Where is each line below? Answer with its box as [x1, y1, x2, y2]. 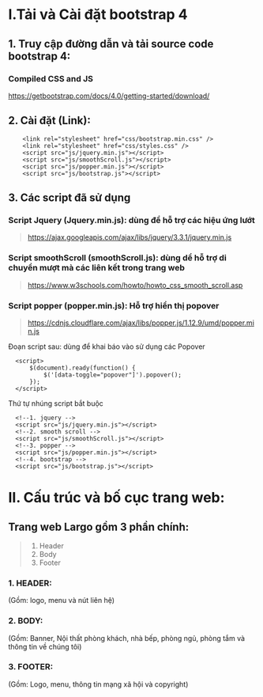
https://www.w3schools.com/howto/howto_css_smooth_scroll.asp [27, 280, 243, 290]
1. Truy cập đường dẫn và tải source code [8, 37, 214, 51]
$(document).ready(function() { [28, 364, 136, 372]
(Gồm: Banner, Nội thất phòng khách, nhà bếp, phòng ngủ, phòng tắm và [8, 633, 246, 642]
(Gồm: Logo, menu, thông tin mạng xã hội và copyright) [8, 679, 189, 689]
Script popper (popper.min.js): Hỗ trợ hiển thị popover [8, 300, 220, 311]
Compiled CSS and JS [8, 73, 93, 84]
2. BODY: [8, 616, 43, 627]
